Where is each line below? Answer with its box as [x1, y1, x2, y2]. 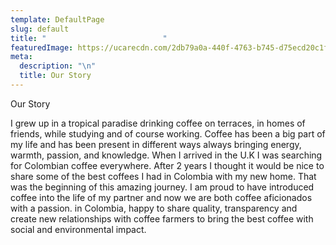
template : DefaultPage [10, 14, 105, 25]
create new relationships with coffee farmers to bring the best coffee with [10, 212, 314, 225]
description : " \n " [19, 61, 97, 71]
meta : [10, 52, 33, 62]
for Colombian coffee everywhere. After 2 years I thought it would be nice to [10, 159, 325, 171]
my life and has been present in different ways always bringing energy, [10, 138, 302, 150]
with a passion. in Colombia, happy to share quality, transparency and [10, 202, 298, 214]
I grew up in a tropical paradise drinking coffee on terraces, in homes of [10, 117, 306, 129]
